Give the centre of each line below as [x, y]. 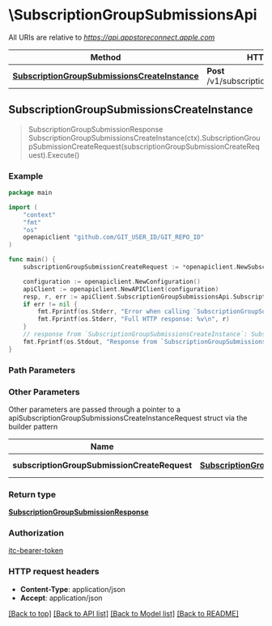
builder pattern [33, 426]
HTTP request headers [54, 572]
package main [30, 193]
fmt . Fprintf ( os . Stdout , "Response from [90, 341]
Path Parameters [42, 370]
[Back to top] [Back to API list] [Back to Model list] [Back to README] [123, 613]
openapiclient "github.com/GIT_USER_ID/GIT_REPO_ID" [114, 237]
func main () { [32, 260]
